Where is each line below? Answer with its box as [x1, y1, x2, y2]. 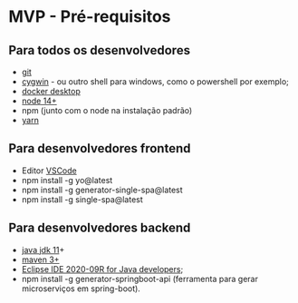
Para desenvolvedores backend [8, 220, 191, 236]
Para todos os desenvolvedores [8, 43, 191, 58]
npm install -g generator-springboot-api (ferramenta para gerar [21, 273, 259, 284]
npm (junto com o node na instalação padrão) [21, 105, 193, 115]
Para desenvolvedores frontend [8, 141, 191, 156]
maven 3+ [21, 254, 60, 265]
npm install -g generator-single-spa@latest [21, 184, 183, 195]
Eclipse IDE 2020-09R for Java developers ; [21, 263, 184, 274]
